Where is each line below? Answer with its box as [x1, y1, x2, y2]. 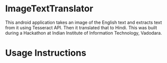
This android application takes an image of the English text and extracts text [5, 19, 162, 25]
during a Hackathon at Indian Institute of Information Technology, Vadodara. [5, 30, 162, 36]
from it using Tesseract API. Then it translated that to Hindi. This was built [5, 24, 157, 30]
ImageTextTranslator [5, 3, 94, 14]
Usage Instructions [5, 48, 87, 59]
